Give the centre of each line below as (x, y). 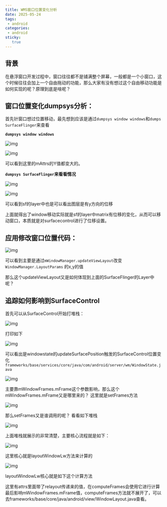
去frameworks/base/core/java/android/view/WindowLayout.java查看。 (77, 499)
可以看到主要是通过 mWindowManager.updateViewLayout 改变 (64, 260)
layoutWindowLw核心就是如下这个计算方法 (49, 476)
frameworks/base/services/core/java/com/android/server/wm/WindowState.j (83, 365)
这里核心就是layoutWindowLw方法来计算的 (49, 456)
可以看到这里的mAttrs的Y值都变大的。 (44, 164)
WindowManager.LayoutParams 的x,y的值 (44, 267)
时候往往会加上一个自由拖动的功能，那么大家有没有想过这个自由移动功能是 (85, 83)
